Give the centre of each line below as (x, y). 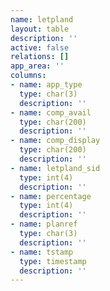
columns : (28, 76)
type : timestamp (53, 261)
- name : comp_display (55, 141)
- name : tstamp (42, 252)
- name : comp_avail (51, 112)
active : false (40, 47)
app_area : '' (37, 66)
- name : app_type (46, 85)
